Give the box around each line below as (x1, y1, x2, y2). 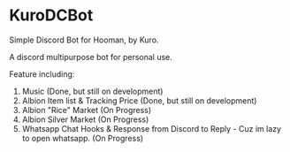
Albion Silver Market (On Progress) (21, 114, 149, 125)
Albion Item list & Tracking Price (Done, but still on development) (21, 95, 257, 106)
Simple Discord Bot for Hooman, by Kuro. (9, 34, 159, 45)
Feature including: (9, 68, 75, 80)
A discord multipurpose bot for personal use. (9, 51, 172, 62)
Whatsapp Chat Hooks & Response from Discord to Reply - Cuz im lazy (21, 123, 281, 133)
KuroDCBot (9, 5, 94, 26)
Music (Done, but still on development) (21, 86, 164, 96)
